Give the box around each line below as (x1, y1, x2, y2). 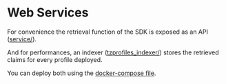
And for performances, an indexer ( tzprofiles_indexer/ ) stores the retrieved (7, 48, 219, 56)
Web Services (7, 5, 89, 21)
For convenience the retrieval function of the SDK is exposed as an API (7, 28, 209, 36)
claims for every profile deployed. (7, 55, 103, 63)
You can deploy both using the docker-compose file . (7, 69, 156, 77)
